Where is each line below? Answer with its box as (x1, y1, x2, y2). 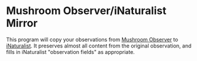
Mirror (6, 16, 38, 30)
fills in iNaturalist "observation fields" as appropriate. (6, 48, 135, 55)
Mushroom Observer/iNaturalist (6, 4, 167, 18)
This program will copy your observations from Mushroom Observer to (6, 36, 179, 43)
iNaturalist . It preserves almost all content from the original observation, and (6, 42, 192, 49)
